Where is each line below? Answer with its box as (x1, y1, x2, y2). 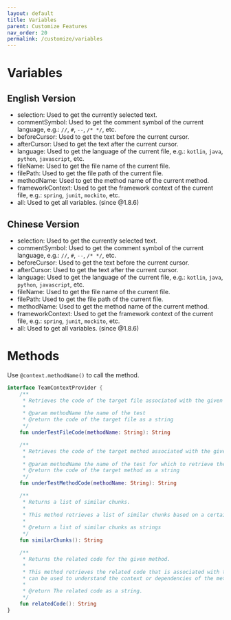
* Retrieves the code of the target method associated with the (22, 447, 211, 454)
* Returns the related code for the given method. (22, 555, 170, 562)
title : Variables (7, 16, 57, 23)
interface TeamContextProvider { (7, 384, 103, 391)
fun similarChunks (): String (19, 537, 103, 544)
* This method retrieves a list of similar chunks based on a (22, 511, 205, 518)
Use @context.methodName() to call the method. (7, 370, 140, 379)
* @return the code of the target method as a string (22, 467, 180, 474)
